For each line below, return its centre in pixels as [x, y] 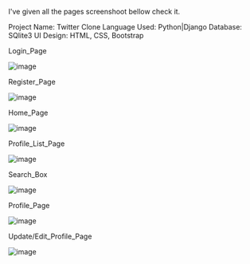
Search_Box [28, 174]
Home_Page [28, 112]
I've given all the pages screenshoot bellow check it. [94, 12]
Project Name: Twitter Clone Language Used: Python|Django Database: [125, 27]
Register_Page [32, 82]
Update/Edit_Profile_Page [50, 236]
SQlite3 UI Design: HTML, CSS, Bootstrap [76, 35]
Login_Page [27, 51]
